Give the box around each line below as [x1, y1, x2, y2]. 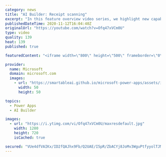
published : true [5, 44, 39, 49]
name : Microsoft [9, 66, 43, 72]
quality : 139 [5, 35, 32, 40]
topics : [5, 99, 21, 104]
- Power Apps [9, 103, 37, 108]
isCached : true [14, 135, 45, 140]
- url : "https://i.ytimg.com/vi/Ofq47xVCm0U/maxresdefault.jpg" [9, 121, 145, 126]
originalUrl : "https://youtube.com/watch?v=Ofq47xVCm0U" [5, 26, 125, 31]
